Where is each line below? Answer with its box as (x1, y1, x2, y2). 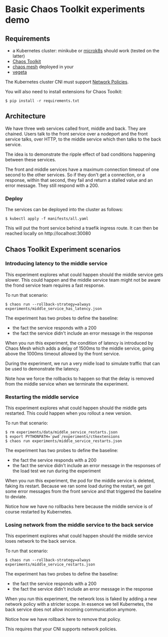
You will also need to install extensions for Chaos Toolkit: (5, 89, 123, 94)
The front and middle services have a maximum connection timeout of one (5, 166, 159, 172)
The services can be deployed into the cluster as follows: (5, 207, 123, 213)
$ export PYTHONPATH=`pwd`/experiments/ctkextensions (5, 434, 120, 439)
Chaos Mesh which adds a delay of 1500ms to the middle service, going (5, 345, 154, 351)
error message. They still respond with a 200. (5, 182, 99, 188)
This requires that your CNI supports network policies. (5, 626, 117, 632)
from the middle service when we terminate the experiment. (5, 380, 129, 387)
